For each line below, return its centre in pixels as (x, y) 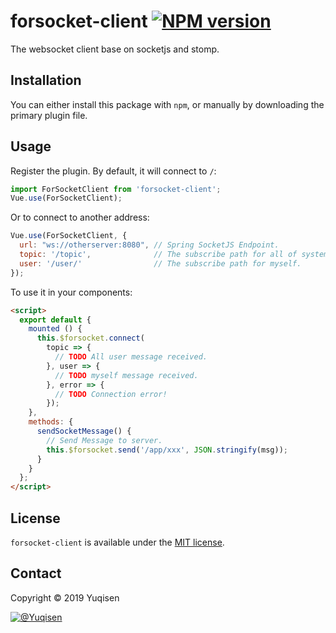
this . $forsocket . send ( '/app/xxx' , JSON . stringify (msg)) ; (167, 450)
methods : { (51, 422)
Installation (46, 80)
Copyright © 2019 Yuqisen (65, 597)
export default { (55, 320)
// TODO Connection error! (111, 394)
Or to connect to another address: (80, 217)
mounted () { (55, 329)
